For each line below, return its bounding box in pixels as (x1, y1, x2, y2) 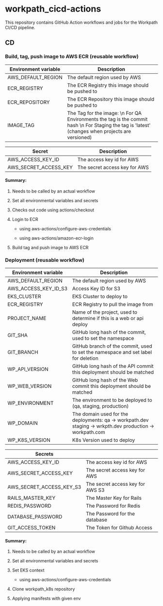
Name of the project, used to (72, 309, 137, 316)
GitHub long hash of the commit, (72, 329, 147, 335)
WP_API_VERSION (7, 366, 49, 373)
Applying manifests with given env (12, 595, 81, 602)
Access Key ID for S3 (72, 285, 120, 292)
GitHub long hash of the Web (72, 377, 138, 383)
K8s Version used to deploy (72, 437, 135, 444)
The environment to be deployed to (72, 397, 152, 403)
